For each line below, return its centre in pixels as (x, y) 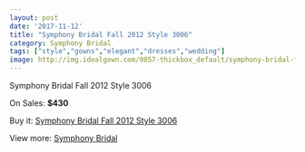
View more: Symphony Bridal (64, 138)
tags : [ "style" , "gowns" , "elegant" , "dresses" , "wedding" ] (117, 52)
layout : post (34, 18)
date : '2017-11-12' (46, 26)
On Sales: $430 (39, 103)
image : (22, 60)
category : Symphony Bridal (60, 43)
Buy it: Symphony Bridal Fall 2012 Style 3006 (93, 120)
